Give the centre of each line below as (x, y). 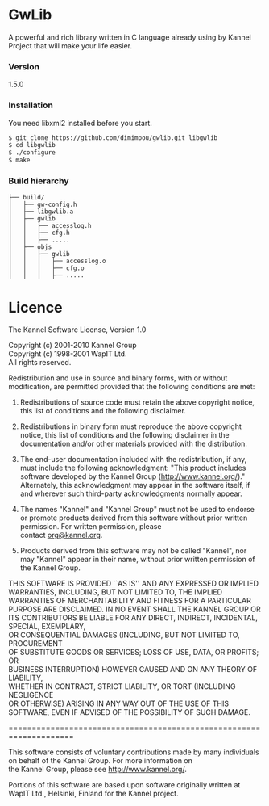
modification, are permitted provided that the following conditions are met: (132, 387)
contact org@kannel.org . (61, 535)
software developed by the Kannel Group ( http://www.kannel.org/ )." (132, 476)
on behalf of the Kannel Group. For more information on (101, 761)
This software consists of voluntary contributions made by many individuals (134, 752)
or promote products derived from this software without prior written (134, 518)
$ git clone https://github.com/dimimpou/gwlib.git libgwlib (113, 138)
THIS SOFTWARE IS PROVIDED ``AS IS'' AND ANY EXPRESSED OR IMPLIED (134, 584)
